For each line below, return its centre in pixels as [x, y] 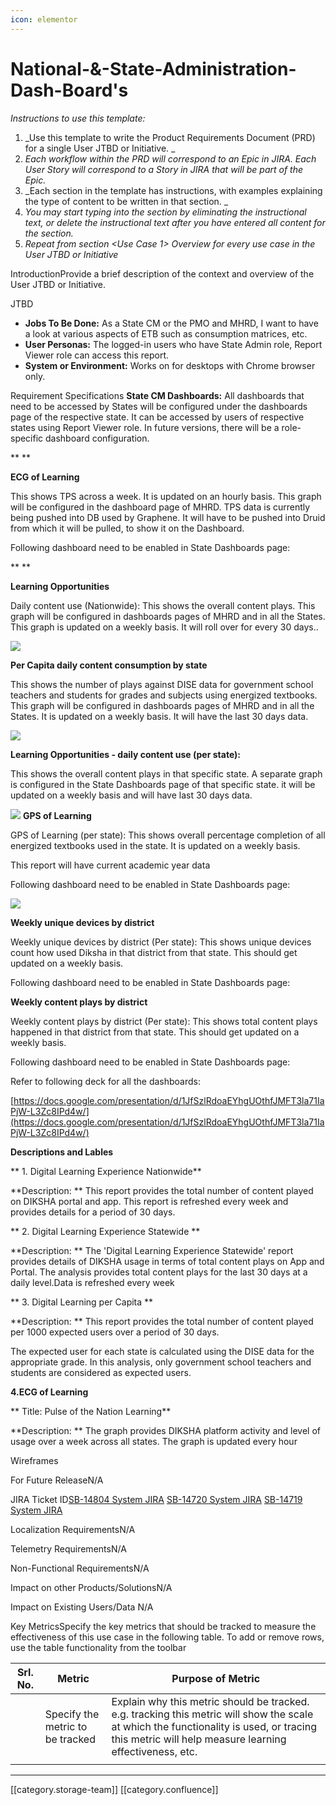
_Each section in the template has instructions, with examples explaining [173, 190]
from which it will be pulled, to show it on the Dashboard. [127, 528]
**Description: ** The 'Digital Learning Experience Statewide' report [152, 1250]
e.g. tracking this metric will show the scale [212, 1714]
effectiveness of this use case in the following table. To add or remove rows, [167, 1637]
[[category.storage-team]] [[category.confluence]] [114, 1789]
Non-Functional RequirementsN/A [80, 1568]
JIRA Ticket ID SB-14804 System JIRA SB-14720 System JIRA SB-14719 [156, 1499]
